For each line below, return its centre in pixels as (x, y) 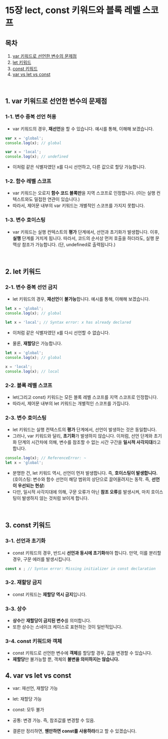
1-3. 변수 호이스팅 (25, 220)
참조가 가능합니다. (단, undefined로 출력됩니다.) (69, 244)
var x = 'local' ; (23, 152)
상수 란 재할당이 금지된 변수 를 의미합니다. (52, 621)
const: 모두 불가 (28, 710)
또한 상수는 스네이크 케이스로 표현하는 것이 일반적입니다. (67, 627)
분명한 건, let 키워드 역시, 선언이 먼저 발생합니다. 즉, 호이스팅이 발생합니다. (85, 473)
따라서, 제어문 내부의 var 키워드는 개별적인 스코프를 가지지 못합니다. (78, 206)
